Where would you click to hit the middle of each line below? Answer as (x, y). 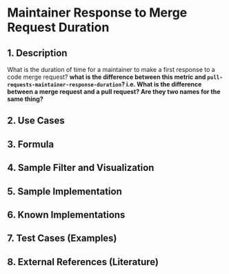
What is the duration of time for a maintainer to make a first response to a (111, 70)
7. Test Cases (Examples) (62, 238)
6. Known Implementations (66, 215)
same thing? (25, 99)
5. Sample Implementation (65, 191)
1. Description (37, 53)
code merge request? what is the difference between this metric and (107, 77)
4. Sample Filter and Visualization (81, 168)
